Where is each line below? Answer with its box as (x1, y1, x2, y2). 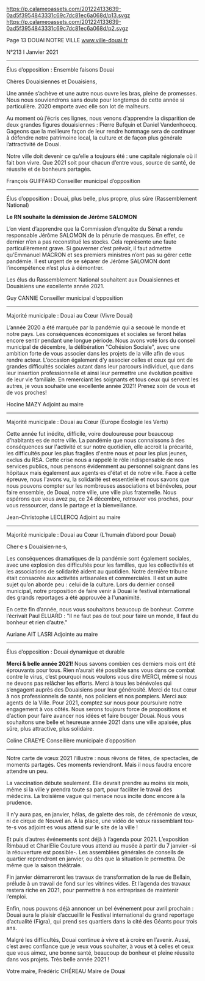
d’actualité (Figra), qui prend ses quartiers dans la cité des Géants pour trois (6, 918, 198, 925)
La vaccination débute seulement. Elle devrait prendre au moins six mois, (6, 780, 190, 786)
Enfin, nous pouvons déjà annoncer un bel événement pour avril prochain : (6, 905, 194, 912)
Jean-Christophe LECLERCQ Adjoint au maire (6, 513, 121, 521)
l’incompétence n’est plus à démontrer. (6, 264, 104, 271)
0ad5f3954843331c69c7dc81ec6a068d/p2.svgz (6, 24, 129, 32)
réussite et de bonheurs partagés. (6, 165, 92, 173)
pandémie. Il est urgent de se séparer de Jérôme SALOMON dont (6, 258, 171, 265)
